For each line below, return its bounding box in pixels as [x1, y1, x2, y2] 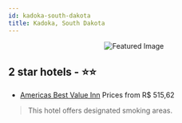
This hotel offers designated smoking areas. [27, 105, 173, 116]
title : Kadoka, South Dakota [8, 19, 105, 27]
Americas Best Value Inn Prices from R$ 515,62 [19, 90, 175, 100]
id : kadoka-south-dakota [8, 11, 91, 20]
